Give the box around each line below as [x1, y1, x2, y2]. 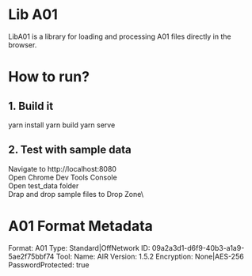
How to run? [8, 68, 90, 86]
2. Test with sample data [8, 143, 132, 157]
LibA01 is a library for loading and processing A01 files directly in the [8, 32, 231, 41]
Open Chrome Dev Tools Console [8, 172, 117, 182]
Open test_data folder [8, 180, 79, 191]
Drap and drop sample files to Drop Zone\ [8, 189, 144, 198]
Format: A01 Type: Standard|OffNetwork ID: [8, 243, 151, 252]
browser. [8, 40, 37, 49]
